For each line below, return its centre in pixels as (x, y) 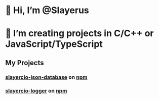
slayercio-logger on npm (36, 90)
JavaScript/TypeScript (54, 44)
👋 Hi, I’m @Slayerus (47, 10)
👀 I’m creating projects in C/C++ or (79, 34)
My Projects (25, 63)
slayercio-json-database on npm (46, 77)
